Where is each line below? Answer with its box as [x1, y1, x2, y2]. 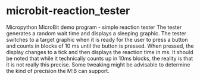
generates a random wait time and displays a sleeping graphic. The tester [6, 29, 186, 36]
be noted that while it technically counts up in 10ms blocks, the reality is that [6, 55, 193, 62]
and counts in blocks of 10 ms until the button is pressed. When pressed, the [6, 42, 194, 49]
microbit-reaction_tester [6, 4, 130, 18]
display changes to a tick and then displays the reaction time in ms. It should [6, 48, 193, 55]
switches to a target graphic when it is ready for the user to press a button [6, 36, 189, 43]
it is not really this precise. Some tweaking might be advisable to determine [6, 61, 190, 68]
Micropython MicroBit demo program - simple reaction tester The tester [6, 24, 182, 31]
